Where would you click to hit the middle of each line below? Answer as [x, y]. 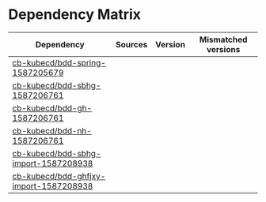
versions [223, 49]
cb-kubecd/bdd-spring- [59, 62]
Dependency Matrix [74, 15]
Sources [131, 44]
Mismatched [223, 39]
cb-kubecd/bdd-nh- [52, 130]
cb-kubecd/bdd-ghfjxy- [59, 176]
